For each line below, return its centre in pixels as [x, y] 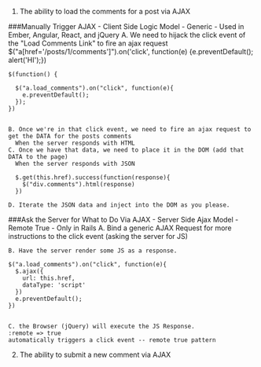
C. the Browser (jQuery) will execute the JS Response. [101, 326]
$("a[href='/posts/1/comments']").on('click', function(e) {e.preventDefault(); [131, 51]
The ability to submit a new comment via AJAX [95, 354]
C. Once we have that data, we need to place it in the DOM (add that [126, 150]
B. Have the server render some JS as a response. [93, 251]
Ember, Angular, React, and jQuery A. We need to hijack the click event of [127, 35]
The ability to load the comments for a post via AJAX [105, 11]
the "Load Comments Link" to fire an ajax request [88, 43]
